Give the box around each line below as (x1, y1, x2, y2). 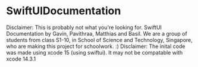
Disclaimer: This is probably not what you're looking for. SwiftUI (6, 24, 162, 31)
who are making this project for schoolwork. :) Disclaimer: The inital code (6, 43, 186, 50)
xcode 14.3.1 (6, 55, 36, 62)
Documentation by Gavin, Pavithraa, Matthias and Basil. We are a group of (6, 30, 187, 37)
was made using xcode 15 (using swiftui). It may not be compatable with (6, 49, 183, 56)
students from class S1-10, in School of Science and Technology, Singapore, (6, 36, 193, 43)
